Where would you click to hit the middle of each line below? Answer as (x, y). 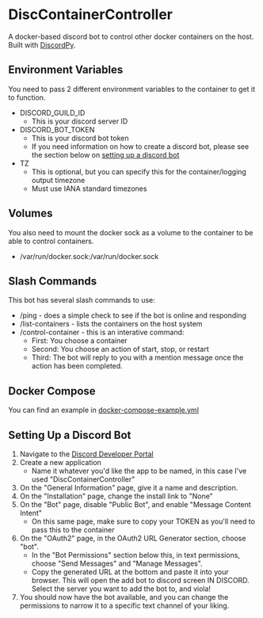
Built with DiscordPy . (42, 44)
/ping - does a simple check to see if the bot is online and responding (133, 315)
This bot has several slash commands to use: (82, 300)
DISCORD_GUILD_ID (52, 113)
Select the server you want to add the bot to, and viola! (121, 589)
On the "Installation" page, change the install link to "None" (116, 496)
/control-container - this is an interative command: (102, 332)
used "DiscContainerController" (83, 479)
